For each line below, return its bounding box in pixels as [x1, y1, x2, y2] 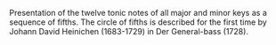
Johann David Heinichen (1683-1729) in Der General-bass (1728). [9, 26, 249, 36]
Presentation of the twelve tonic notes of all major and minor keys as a [9, 8, 267, 18]
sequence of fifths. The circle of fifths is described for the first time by [9, 17, 267, 27]
